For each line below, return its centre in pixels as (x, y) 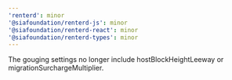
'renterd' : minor (36, 15)
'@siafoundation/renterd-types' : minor (73, 37)
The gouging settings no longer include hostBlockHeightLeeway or (116, 60)
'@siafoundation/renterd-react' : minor (73, 30)
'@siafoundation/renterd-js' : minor (68, 23)
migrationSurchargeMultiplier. (56, 68)
